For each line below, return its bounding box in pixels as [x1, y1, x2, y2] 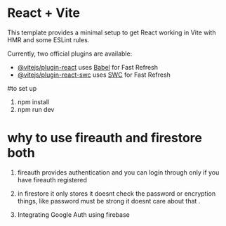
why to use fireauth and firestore [7, 130, 202, 146]
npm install [17, 97, 50, 106]
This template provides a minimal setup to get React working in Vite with [7, 28, 216, 37]
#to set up [7, 84, 37, 92]
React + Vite [7, 5, 81, 21]
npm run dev [17, 105, 55, 113]
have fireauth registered [17, 175, 88, 184]
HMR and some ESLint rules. [7, 35, 90, 44]
